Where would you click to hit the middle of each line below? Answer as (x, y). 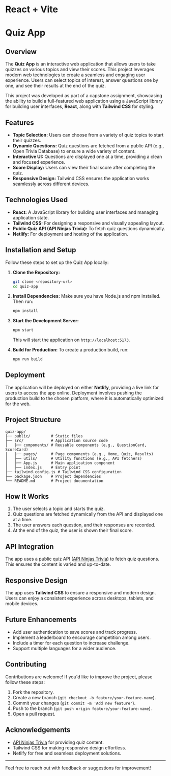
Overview (21, 51)
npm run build (27, 359)
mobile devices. (22, 604)
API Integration (30, 547)
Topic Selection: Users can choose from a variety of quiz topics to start (88, 135)
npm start (23, 330)
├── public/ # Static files (44, 436)
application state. (31, 217)
